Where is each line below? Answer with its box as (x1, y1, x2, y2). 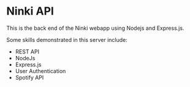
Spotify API (15, 74, 44, 81)
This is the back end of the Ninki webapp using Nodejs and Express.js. (6, 24, 184, 32)
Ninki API (6, 4, 54, 18)
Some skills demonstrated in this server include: (6, 36, 127, 43)
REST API (15, 47, 40, 55)
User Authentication (15, 67, 66, 74)
